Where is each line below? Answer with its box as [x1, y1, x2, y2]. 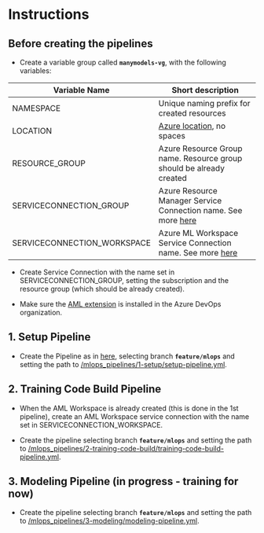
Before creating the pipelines [8, 37, 153, 50]
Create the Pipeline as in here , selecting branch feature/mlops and [19, 351, 236, 361]
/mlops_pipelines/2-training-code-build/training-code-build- [27, 443, 224, 453]
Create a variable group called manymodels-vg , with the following [19, 57, 226, 67]
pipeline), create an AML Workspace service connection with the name [19, 411, 250, 421]
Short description [171, 85, 240, 95]
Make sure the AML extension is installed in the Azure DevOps [19, 300, 222, 308]
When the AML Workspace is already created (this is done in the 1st [19, 403, 239, 413]
